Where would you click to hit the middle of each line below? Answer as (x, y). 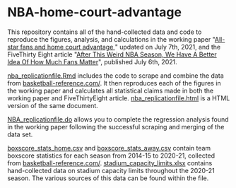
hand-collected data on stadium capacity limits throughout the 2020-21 (111, 170)
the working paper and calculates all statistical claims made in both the (111, 90)
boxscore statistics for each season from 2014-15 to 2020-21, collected (111, 155)
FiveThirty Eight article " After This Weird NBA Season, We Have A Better (112, 54)
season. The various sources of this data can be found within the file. (108, 178)
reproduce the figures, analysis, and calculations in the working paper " (111, 39)
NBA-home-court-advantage (95, 12)
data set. (20, 134)
